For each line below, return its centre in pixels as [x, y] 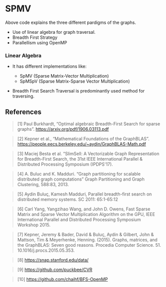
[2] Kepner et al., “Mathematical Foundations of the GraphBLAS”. [83, 139]
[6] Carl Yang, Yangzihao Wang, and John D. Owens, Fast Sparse [84, 209]
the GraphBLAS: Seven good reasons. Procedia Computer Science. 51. [89, 245]
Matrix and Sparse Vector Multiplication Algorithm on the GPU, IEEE [86, 214]
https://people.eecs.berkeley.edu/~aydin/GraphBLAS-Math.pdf [82, 144]
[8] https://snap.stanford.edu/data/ [53, 260]
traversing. [23, 96]
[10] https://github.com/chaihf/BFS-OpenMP [62, 280]
